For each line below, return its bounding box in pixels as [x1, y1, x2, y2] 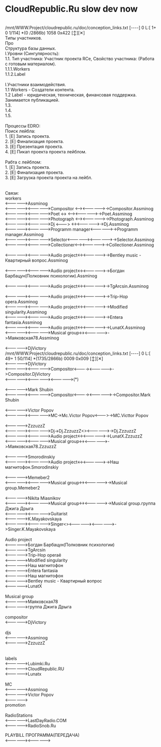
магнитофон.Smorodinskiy [5, 464, 59, 470]
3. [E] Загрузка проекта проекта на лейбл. [5, 174, 93, 181]
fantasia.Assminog [5, 319, 42, 325]
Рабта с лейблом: [5, 159, 42, 165]
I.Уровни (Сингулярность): [5, 50, 60, 56]
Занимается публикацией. [5, 97, 60, 103]
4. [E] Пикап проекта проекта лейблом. [5, 148, 87, 154]
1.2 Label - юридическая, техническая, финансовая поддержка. [5, 91, 137, 98]
